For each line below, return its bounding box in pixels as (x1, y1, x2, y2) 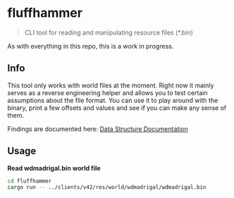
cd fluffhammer (7, 178, 52, 185)
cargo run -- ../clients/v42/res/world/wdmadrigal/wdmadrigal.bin (7, 184, 207, 191)
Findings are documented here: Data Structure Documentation (7, 125, 188, 133)
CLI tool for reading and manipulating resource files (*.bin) (24, 28, 194, 37)
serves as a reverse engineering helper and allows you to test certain (7, 88, 208, 97)
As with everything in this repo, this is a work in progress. (7, 42, 174, 50)
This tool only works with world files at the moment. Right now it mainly (7, 81, 214, 89)
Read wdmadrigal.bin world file (7, 163, 101, 172)
